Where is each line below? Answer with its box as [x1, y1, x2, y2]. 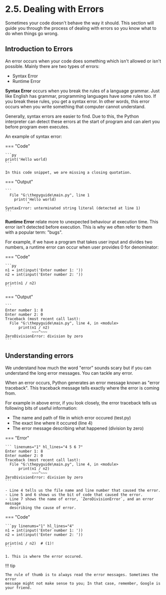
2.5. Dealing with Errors [5, 3, 104, 15]
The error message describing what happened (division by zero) [12, 425, 144, 431]
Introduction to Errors [5, 45, 73, 53]
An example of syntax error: [5, 133, 62, 139]
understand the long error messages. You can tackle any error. [5, 370, 133, 376]
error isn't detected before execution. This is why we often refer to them [5, 224, 153, 230]
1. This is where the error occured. [5, 554, 83, 559]
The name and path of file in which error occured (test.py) [12, 414, 131, 420]
